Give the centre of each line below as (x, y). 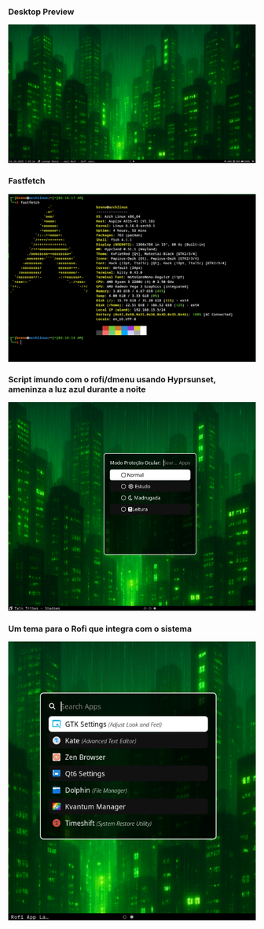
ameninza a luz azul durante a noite (77, 389)
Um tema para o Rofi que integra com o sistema (100, 629)
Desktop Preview (41, 12)
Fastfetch (27, 181)
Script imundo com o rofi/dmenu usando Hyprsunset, (112, 379)
